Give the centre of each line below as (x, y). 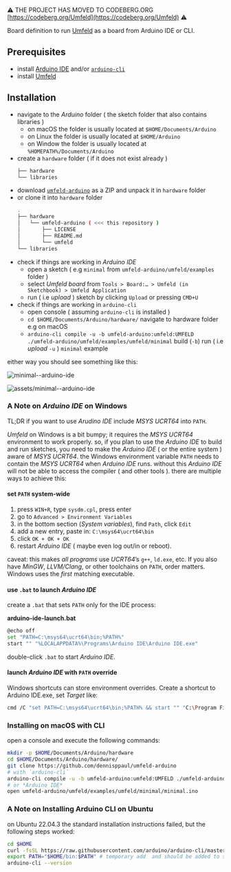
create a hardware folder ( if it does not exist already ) (92, 158)
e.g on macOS (47, 326)
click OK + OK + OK (43, 539)
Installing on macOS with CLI (56, 725)
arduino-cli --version (40, 863)
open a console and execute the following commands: (84, 741)
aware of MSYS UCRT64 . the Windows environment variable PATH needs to (113, 456)
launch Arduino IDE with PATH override (62, 672)
